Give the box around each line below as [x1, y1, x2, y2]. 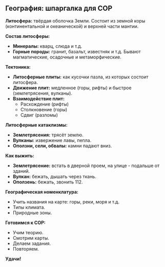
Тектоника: [5, 64, 31, 70]
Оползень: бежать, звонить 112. [12, 179, 83, 185]
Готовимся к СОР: [5, 219, 46, 225]
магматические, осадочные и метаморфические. [12, 54, 121, 60]
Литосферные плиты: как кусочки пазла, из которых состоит [12, 74, 149, 80]
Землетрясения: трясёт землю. [12, 132, 84, 138]
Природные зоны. [12, 210, 52, 216]
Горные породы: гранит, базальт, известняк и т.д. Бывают [12, 48, 141, 54]
